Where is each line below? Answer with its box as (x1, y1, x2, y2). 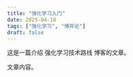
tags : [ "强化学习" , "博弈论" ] (7, 22, 86, 29)
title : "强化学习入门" (7, 10, 65, 17)
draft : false (7, 29, 44, 36)
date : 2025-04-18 (7, 16, 57, 23)
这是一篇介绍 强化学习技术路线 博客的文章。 (7, 48, 130, 57)
